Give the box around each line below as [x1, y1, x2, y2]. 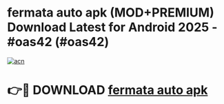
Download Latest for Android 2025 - [7, 19, 218, 35]
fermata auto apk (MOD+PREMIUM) [7, 5, 215, 21]
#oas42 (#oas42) [7, 34, 109, 50]
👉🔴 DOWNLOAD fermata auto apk [7, 83, 208, 98]
